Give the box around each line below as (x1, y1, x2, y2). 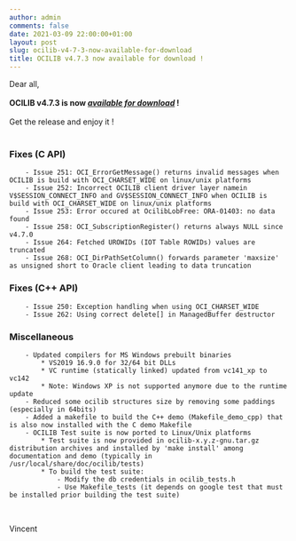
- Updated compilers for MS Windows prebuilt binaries (25, 350, 232, 360)
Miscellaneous (9, 330, 74, 343)
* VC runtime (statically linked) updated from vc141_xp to (41, 366, 268, 375)
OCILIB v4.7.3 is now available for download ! (9, 98, 180, 107)
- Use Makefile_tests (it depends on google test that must (56, 482, 284, 491)
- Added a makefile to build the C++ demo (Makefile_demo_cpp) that (25, 412, 284, 422)
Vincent (9, 523, 38, 534)
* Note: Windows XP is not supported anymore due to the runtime (41, 381, 288, 391)
